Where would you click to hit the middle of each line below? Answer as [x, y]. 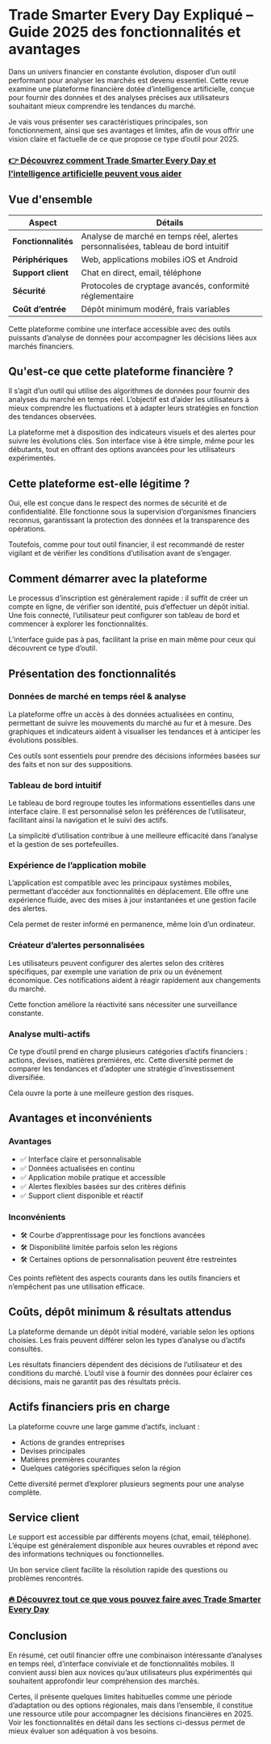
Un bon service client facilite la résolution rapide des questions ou [118, 1570]
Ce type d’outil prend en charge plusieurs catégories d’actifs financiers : [128, 1051]
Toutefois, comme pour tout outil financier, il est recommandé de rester [126, 544]
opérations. [27, 529]
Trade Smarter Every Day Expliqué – [131, 15]
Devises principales [53, 1450]
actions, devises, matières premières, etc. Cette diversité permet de [121, 1060]
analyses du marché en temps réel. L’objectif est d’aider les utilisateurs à [129, 400]
